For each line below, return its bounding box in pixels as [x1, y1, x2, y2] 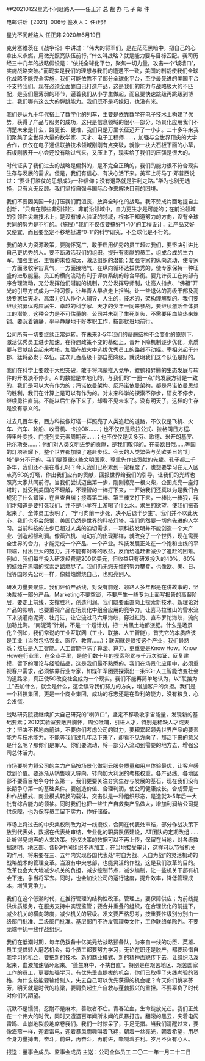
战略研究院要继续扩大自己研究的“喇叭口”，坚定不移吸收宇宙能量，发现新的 [6, 711, 193, 718]
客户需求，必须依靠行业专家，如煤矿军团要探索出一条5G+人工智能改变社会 [11, 668, 200, 674]
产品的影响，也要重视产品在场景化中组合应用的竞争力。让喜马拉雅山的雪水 [6, 607, 193, 613]
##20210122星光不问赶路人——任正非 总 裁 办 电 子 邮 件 [6, 5, 149, 12]
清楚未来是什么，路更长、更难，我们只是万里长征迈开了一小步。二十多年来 [6, 126, 193, 133]
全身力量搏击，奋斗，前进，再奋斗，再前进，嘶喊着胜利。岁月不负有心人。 [6, 1035, 193, 1043]
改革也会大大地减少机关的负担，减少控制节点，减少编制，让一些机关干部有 [6, 867, 193, 873]
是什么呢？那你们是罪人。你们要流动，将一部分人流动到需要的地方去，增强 [6, 742, 193, 748]
